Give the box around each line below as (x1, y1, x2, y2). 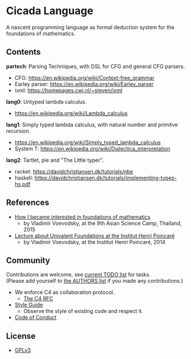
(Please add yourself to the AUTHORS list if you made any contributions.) (6, 278, 183, 285)
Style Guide (14, 301, 43, 308)
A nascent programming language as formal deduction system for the (6, 24, 175, 31)
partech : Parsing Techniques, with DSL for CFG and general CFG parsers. (6, 63, 185, 70)
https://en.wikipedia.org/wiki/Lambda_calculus (14, 109, 128, 116)
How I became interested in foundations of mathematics (14, 213, 151, 220)
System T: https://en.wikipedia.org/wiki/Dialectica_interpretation (14, 145, 170, 152)
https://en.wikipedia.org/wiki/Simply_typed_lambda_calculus (14, 139, 161, 146)
